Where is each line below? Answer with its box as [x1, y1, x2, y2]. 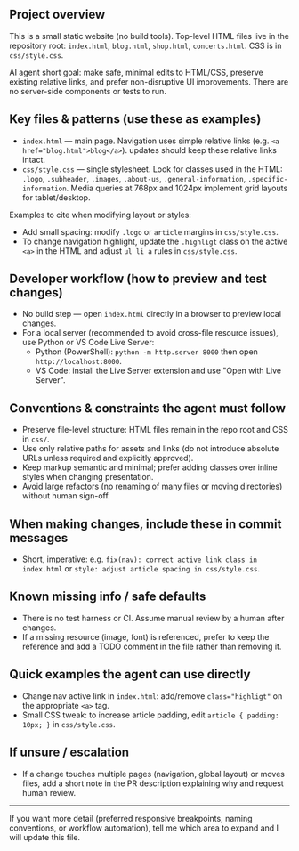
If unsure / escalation [9, 745, 130, 760]
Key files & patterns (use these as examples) [9, 111, 262, 127]
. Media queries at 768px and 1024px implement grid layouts [66, 182, 288, 193]
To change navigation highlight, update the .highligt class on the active [21, 236, 288, 247]
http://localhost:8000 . [35, 356, 122, 367]
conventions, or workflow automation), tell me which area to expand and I [9, 823, 279, 833]
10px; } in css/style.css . [21, 718, 116, 729]
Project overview [9, 7, 106, 22]
